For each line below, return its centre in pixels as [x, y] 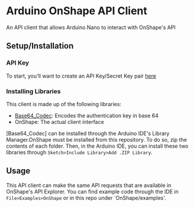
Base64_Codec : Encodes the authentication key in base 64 [86, 115]
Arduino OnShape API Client [77, 11]
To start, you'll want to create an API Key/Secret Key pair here [81, 76]
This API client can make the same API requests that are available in [89, 185]
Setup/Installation [40, 46]
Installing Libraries [33, 91]
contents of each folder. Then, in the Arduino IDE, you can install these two [97, 146]
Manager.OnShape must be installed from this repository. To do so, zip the [97, 139]
